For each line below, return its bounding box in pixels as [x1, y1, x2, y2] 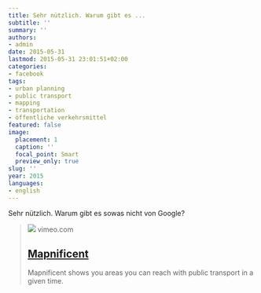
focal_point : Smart [15, 150, 79, 158]
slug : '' [8, 165, 37, 173]
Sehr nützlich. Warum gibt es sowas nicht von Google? [8, 208, 186, 218]
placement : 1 [15, 135, 58, 144]
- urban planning [8, 84, 65, 93]
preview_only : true [15, 158, 79, 166]
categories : [8, 63, 47, 71]
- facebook [8, 70, 44, 78]
